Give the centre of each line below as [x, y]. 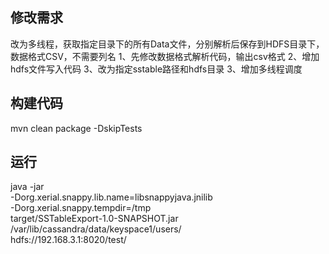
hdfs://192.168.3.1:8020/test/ [68, 240]
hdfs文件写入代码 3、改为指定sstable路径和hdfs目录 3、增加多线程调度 [156, 69]
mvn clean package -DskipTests [76, 128]
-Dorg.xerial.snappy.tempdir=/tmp [81, 208]
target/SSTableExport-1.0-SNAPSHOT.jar [94, 219]
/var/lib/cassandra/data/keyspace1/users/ [96, 229]
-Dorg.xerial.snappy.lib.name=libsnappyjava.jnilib [111, 197]
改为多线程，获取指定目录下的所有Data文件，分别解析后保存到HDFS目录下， [167, 44]
